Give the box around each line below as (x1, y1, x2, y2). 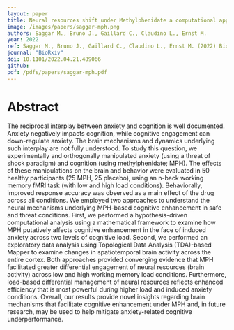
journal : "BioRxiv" (7, 50, 64, 57)
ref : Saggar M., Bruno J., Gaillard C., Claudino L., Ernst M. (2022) (7, 43, 217, 50)
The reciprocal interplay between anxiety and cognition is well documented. (7, 122, 225, 130)
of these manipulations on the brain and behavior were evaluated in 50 (7, 166, 210, 175)
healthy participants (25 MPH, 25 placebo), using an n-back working (7, 174, 204, 182)
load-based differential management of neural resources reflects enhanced (7, 278, 224, 287)
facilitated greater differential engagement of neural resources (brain (7, 263, 205, 271)
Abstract (7, 99, 59, 115)
